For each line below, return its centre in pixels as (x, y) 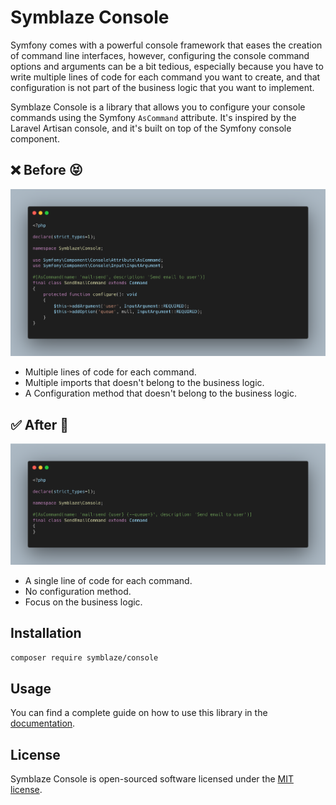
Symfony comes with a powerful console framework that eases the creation (166, 45)
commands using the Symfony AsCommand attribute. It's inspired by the (153, 117)
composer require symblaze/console (84, 657)
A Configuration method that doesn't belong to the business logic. (160, 393)
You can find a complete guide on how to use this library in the (139, 713)
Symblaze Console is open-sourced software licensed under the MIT (152, 779)
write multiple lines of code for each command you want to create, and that (165, 77)
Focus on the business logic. (83, 602)
